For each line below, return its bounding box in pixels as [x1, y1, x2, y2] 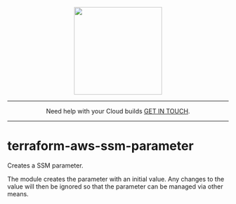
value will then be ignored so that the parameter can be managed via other [7, 182, 223, 191]
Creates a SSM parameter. [7, 161, 84, 170]
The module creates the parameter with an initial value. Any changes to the [7, 175, 225, 183]
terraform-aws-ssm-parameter [7, 138, 195, 154]
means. [7, 189, 29, 198]
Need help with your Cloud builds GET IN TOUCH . [46, 107, 190, 115]
